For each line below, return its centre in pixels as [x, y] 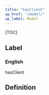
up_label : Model [22, 19]
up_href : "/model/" [25, 14]
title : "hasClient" [25, 9]
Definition [20, 87]
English [14, 61]
